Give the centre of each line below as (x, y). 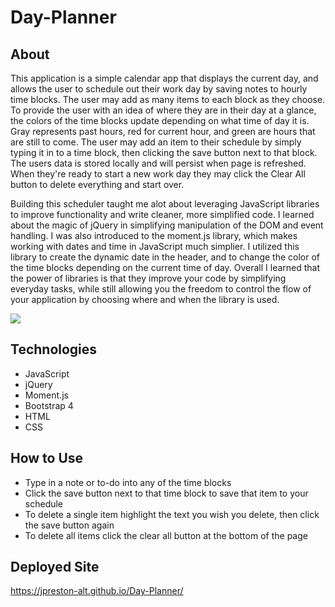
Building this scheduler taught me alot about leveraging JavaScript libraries (165, 204)
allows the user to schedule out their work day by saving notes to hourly (159, 89)
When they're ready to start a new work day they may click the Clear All (158, 174)
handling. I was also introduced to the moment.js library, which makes (154, 235)
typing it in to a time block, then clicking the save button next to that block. (164, 152)
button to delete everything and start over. (97, 184)
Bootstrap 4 (49, 405)
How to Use (47, 458)
